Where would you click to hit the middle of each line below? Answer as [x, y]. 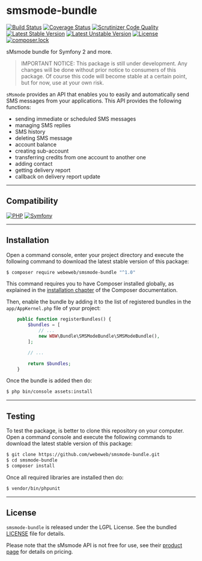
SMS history [30, 132]
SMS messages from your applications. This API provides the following [94, 101]
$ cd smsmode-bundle [32, 460]
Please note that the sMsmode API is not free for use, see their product [94, 545]
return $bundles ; [49, 363]
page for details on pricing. [40, 552]
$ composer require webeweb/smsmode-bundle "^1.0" [71, 272]
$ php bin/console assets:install [50, 392]
